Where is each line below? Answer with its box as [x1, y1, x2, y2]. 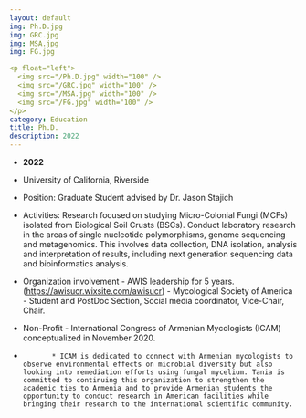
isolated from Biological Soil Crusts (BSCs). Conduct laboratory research [22, 220, 296, 230]
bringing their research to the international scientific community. [22, 400, 294, 409]
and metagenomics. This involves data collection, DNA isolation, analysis [22, 239, 298, 249]
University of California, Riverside [22, 174, 149, 185]
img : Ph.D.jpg [9, 22, 64, 31]
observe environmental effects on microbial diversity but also [22, 360, 273, 369]
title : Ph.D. [9, 123, 59, 132]
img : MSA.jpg [9, 38, 59, 48]
